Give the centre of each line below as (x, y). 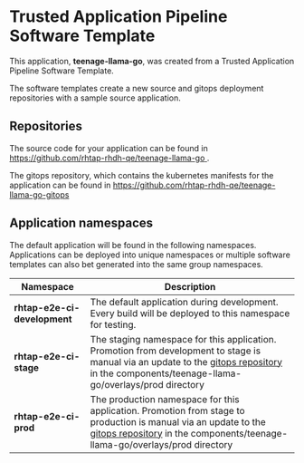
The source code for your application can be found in (109, 148)
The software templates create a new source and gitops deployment (137, 88)
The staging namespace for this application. (183, 339)
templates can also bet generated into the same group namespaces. (137, 264)
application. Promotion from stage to (168, 410)
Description (190, 286)
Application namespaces (81, 223)
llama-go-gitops (39, 194)
